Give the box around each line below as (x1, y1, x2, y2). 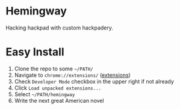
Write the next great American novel (14, 97, 104, 104)
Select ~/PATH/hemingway (14, 90, 75, 97)
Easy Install (5, 45, 64, 59)
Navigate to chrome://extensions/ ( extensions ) (14, 71, 131, 79)
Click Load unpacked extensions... (14, 84, 102, 91)
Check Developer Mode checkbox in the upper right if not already (14, 78, 174, 85)
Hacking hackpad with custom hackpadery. (5, 24, 114, 31)
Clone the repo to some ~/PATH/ (14, 65, 94, 72)
